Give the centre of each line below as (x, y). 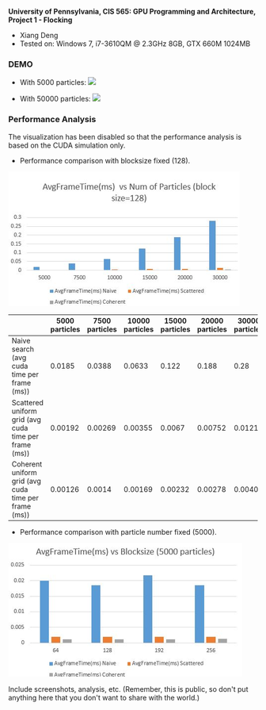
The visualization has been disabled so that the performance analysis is (125, 136)
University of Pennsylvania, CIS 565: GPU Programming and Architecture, (132, 12)
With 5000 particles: (53, 83)
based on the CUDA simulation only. (67, 145)
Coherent (27, 464)
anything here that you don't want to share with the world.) (104, 698)
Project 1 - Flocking (40, 20)
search (23, 349)
